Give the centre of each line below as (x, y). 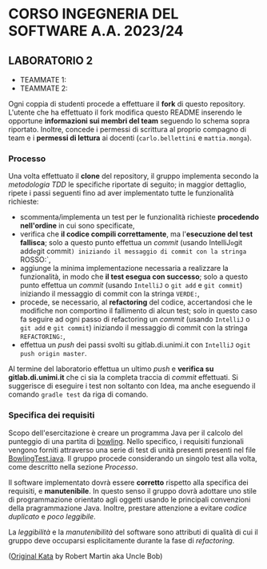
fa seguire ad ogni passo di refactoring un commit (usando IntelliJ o (135, 319)
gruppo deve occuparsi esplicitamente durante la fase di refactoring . (122, 540)
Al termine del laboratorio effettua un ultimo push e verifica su (111, 369)
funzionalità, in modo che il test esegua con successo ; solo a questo (134, 276)
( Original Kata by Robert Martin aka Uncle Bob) (86, 556)
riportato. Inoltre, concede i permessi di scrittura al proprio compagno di (127, 129)
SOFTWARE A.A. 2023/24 (96, 31)
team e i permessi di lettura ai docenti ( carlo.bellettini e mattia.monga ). (130, 138)
